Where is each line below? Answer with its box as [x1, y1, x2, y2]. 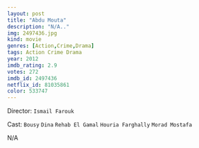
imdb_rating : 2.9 [7, 62, 58, 69]
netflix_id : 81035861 [7, 81, 70, 88]
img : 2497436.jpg [7, 29, 58, 37]
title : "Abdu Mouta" [7, 17, 67, 24]
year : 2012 [7, 56, 39, 63]
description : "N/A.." [7, 23, 70, 30]
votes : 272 [7, 68, 39, 75]
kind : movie [7, 36, 42, 43]
